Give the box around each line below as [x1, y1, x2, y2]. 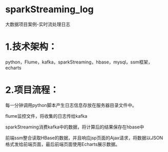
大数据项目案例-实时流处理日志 [5, 21, 71, 27]
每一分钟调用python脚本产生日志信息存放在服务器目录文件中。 [5, 102, 137, 108]
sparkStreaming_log [5, 4, 94, 15]
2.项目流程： [5, 84, 59, 96]
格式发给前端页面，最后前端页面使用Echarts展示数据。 [5, 141, 120, 147]
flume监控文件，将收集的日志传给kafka [5, 113, 88, 119]
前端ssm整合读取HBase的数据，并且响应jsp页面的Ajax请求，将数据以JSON [5, 135, 163, 141]
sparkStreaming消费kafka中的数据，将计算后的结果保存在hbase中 [5, 124, 144, 130]
